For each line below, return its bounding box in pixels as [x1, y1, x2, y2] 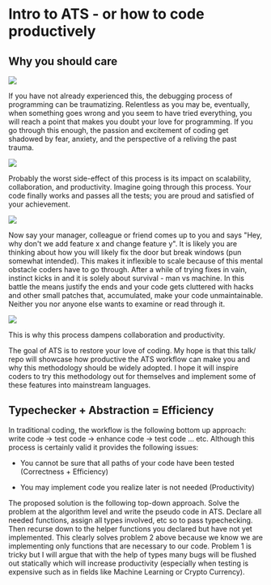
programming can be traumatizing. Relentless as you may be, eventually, [8, 100, 251, 109]
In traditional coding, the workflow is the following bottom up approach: [8, 425, 247, 434]
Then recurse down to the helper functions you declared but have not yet [8, 523, 252, 533]
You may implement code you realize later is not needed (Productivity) [19, 482, 255, 492]
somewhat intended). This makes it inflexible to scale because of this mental [8, 256, 263, 266]
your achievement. [8, 199, 70, 209]
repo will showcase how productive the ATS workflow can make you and [8, 354, 251, 364]
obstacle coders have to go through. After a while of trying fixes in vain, [8, 265, 248, 274]
